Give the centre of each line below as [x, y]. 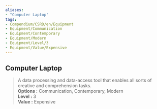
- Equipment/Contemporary [33, 33]
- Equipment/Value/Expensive [36, 48]
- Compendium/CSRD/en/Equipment [39, 24]
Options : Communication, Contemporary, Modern [70, 91]
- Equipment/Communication [34, 29]
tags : [11, 19]
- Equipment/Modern [26, 39]
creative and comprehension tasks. [54, 86]
